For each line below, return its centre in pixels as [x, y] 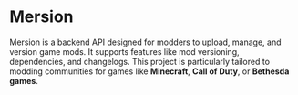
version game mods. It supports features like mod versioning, [124, 51]
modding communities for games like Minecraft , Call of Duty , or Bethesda [149, 71]
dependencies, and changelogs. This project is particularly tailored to [140, 61]
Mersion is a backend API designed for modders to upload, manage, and [145, 42]
